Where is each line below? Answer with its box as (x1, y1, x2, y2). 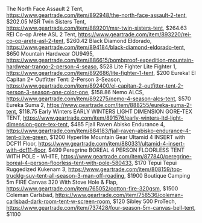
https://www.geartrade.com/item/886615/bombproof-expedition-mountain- (6, 57, 194, 63)
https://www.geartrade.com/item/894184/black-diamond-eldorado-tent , (6, 44, 186, 51)
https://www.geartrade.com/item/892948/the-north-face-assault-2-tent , (6, 11, 188, 19)
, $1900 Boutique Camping (124, 172, 191, 179)
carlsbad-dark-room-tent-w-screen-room (6, 198, 110, 205)
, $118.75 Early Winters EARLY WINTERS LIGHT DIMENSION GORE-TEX (16, 108, 193, 115)
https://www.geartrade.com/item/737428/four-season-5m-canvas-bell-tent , (6, 204, 196, 211)
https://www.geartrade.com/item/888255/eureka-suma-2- (46, 102, 192, 108)
